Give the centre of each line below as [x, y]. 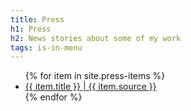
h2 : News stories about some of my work [96, 38]
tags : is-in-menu [46, 47]
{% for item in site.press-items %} [95, 76]
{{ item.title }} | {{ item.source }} [90, 87]
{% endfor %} [53, 97]
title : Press [37, 19]
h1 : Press [31, 29]
